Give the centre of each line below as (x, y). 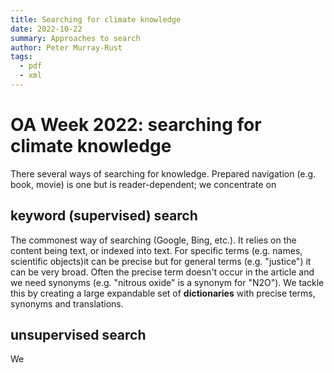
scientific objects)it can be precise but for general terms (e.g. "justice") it (161, 261)
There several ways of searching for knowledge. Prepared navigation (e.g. (163, 173)
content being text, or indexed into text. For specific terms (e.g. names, (156, 250)
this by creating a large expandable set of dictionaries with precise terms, (163, 293)
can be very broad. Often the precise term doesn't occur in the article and (162, 272)
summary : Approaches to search (75, 38)
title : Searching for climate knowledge (96, 19)
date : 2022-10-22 (46, 29)
